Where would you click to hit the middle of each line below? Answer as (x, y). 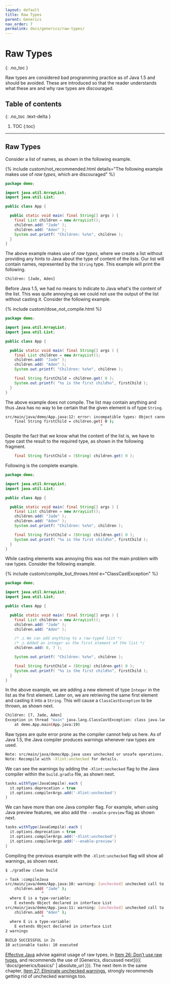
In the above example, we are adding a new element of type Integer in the (83, 690)
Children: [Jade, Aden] (30, 279)
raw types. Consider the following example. (51, 564)
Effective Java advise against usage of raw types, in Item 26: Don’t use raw (84, 955)
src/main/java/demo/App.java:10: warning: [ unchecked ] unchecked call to (85, 884)
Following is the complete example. (42, 465)
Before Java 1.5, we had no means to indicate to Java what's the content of (83, 288)
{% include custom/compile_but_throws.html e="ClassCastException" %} (82, 574)
